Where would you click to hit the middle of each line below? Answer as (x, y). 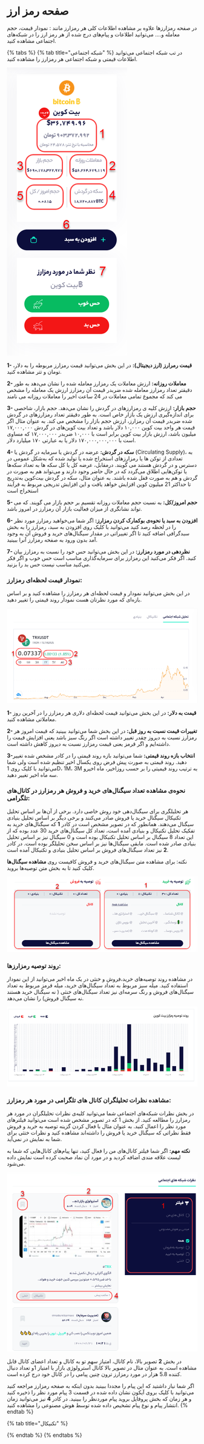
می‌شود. (16, 1164)
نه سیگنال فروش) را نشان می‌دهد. (45, 998)
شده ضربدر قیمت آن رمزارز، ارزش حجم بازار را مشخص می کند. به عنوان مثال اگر (100, 421)
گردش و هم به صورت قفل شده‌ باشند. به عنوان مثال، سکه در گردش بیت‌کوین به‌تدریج (102, 477)
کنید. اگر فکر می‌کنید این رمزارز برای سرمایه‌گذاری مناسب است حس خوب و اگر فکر (101, 558)
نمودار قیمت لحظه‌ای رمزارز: (44, 580)
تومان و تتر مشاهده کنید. (35, 371)
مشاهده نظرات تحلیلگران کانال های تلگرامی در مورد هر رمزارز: (89, 1100)
